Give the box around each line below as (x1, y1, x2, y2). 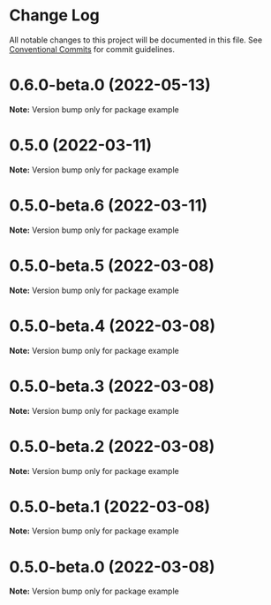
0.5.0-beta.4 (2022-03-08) (9, 316, 216, 336)
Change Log (9, 5, 100, 26)
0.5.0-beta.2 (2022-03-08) (9, 436, 215, 456)
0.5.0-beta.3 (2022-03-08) (9, 376, 215, 396)
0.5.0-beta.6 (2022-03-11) (9, 195, 208, 215)
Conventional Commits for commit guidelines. (9, 43, 175, 54)
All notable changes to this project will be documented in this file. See (9, 34, 263, 45)
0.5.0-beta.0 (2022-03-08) (9, 556, 215, 577)
